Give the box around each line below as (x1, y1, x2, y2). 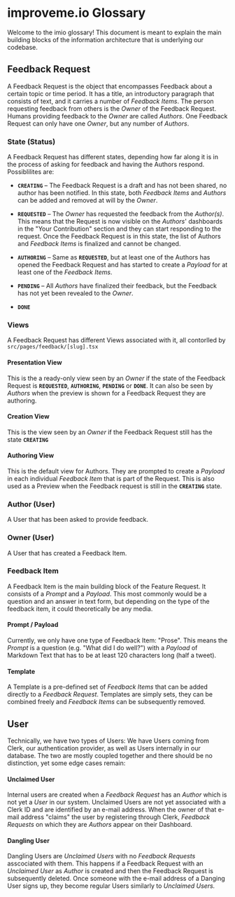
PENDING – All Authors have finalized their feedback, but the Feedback (17, 282, 218, 290)
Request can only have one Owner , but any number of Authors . (7, 119, 190, 128)
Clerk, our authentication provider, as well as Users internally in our (7, 744, 201, 753)
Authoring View (7, 451, 55, 460)
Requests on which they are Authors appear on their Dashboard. (7, 821, 193, 829)
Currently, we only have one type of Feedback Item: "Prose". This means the (7, 636, 228, 645)
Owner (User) (7, 533, 55, 543)
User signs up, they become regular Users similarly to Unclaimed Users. (7, 882, 215, 890)
